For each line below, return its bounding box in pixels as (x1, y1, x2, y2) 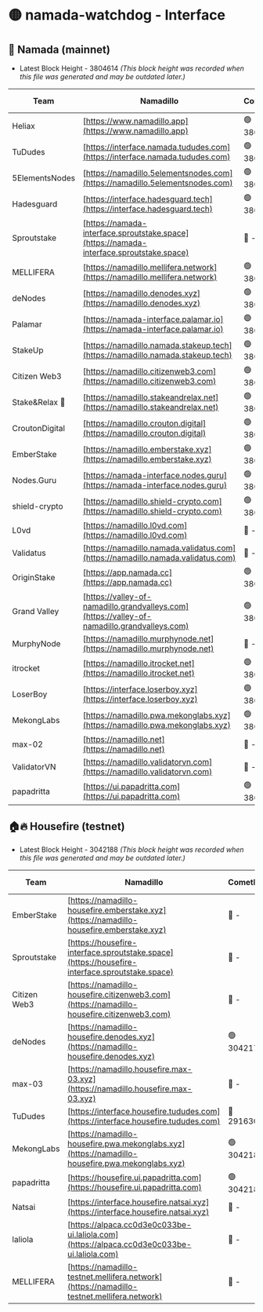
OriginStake (12, 572, 56, 583)
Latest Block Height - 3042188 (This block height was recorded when (19, 845, 244, 854)
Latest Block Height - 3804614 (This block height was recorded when (19, 64, 245, 73)
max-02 (12, 739, 43, 750)
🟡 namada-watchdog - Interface (8, 6, 225, 24)
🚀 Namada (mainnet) (8, 42, 111, 56)
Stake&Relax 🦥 (12, 397, 66, 407)
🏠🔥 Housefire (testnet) (8, 820, 125, 833)
